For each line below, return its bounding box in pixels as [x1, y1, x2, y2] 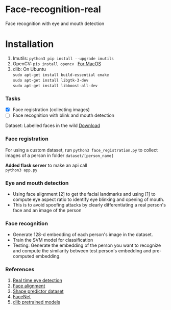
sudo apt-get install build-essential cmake [12, 72, 109, 77]
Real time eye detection [12, 277, 62, 283]
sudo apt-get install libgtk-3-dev [12, 77, 89, 83]
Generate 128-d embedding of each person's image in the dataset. [12, 231, 153, 238]
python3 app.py [5, 167, 38, 173]
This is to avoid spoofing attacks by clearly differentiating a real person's [12, 201, 166, 208]
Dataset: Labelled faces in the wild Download [5, 122, 101, 128]
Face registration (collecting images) [12, 107, 90, 113]
